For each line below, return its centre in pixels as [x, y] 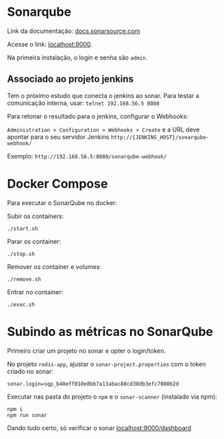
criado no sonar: [30, 371]
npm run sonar [27, 415]
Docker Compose [58, 183]
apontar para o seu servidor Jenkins [58, 137]
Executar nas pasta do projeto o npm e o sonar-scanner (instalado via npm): [112, 396]
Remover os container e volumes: [54, 266]
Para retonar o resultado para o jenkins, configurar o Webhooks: [98, 116]
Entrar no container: [35, 292]
